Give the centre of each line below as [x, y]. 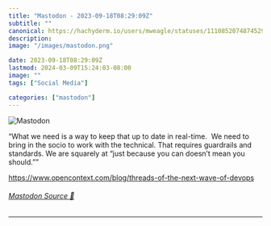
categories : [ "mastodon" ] [52, 98]
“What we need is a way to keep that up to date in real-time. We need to [129, 136]
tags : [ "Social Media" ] [48, 83]
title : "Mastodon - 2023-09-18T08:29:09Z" [81, 16]
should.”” [23, 161]
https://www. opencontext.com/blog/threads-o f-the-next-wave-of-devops [131, 178]
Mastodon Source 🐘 [42, 196]
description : [30, 38]
